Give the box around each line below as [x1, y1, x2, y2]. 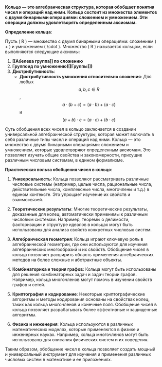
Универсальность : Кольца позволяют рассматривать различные [12, 176, 149, 182]
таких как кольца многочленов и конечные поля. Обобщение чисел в [12, 301, 157, 307]
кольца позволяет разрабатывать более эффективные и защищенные [12, 307, 158, 313]
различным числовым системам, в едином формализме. [5, 157, 124, 163]
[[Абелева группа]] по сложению [12, 58, 83, 64]
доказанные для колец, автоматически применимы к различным [12, 211, 148, 217]
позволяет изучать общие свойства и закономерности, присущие [5, 152, 143, 157]
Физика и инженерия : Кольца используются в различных [12, 321, 133, 327]
